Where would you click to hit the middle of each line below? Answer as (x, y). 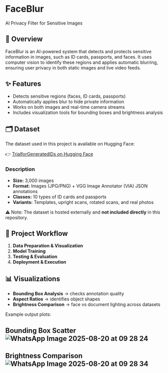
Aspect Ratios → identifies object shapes (56, 299)
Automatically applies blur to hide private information (68, 101)
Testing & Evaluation (35, 257)
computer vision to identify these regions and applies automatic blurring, (82, 62)
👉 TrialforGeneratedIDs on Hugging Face (49, 154)
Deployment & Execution (39, 262)
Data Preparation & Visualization (48, 246)
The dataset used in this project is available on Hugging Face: (70, 144)
